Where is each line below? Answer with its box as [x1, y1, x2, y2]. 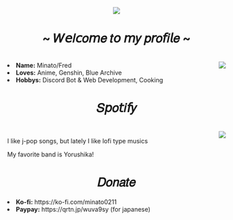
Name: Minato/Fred [16, 61, 72, 69]
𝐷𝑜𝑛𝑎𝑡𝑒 [96, 174, 137, 190]
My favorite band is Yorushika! [7, 150, 94, 158]
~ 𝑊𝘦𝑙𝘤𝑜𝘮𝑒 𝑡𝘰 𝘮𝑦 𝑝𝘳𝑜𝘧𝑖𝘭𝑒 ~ [42, 30, 191, 46]
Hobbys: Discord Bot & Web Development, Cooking [16, 75, 164, 84]
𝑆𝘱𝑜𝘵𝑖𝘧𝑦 [96, 100, 137, 116]
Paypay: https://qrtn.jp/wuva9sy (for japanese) [16, 205, 151, 213]
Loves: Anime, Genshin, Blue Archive [16, 68, 123, 77]
